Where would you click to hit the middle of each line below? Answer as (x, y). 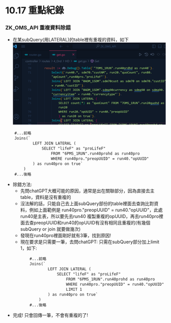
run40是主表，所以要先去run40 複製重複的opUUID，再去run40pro (90, 216)
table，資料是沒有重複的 (46, 197)
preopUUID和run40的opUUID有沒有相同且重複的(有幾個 (92, 223)
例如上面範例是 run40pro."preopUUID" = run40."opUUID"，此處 (96, 210)
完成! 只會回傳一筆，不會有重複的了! (50, 315)
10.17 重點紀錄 (35, 10)
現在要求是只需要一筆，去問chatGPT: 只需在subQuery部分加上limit (90, 242)
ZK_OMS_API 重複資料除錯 (38, 28)
